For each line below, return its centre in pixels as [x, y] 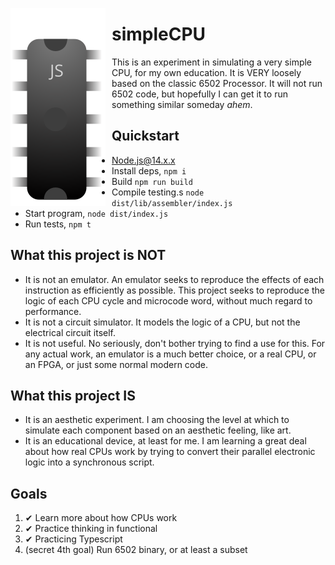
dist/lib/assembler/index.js [172, 203]
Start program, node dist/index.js [96, 213]
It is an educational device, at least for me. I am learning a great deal [165, 441]
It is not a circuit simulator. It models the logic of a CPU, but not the [162, 322]
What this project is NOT [88, 255]
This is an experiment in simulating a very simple [212, 62]
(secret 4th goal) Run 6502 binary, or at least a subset [136, 550]
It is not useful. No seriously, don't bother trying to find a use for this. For [175, 343]
